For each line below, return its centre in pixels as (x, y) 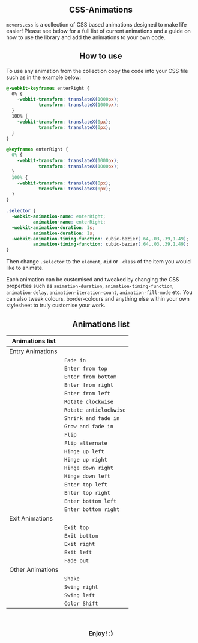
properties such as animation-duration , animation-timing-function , (90, 286)
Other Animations (34, 569)
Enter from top (86, 368)
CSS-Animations (101, 10)
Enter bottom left (90, 501)
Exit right (79, 544)
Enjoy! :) (101, 633)
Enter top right (87, 493)
